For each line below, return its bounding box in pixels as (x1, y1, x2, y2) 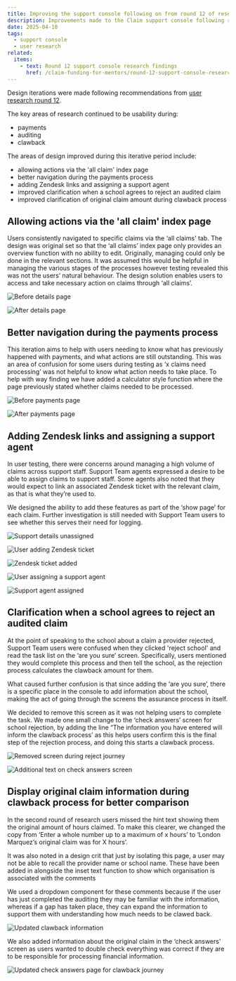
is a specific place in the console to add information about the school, (7, 687, 209, 696)
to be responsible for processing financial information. (7, 951, 164, 960)
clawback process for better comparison (7, 797, 190, 809)
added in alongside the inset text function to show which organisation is (7, 866, 216, 875)
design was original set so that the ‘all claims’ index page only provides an (7, 242, 222, 250)
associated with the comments (7, 873, 96, 882)
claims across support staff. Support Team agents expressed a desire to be (7, 467, 225, 475)
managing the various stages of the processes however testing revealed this (7, 264, 228, 273)
